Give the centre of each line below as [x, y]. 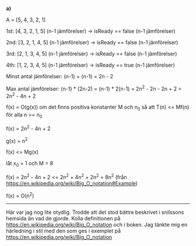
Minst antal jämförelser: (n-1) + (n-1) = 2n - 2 [60, 76]
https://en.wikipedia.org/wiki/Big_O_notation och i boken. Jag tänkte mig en [97, 225]
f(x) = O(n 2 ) [20, 195]
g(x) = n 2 [17, 140]
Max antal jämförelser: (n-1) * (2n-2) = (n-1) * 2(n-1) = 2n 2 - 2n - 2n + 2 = [94, 88]
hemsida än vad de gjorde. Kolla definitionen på [63, 219]
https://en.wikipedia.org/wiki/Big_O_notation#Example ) [72, 183]
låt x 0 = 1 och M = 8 [30, 164]
